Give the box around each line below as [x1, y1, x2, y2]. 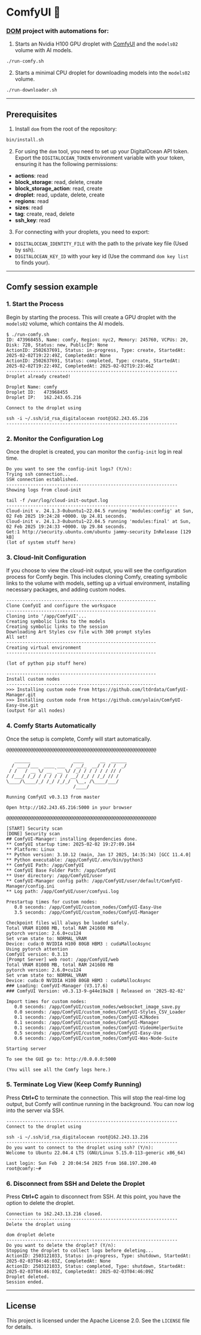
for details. [6, 1323, 33, 1330]
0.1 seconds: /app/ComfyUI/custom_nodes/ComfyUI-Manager [14, 1019, 160, 1025]
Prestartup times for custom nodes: [6, 899, 98, 905]
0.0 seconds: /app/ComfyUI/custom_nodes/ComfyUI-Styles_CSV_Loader [14, 1009, 186, 1015]
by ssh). [14, 246, 35, 253]
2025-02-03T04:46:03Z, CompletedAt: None [6, 1258, 111, 1264]
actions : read [14, 172, 48, 179]
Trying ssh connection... [6, 471, 71, 477]
